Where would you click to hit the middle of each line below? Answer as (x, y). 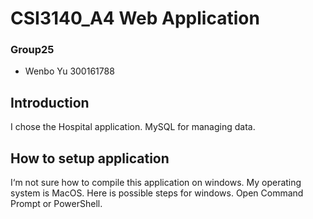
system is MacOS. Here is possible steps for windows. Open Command (157, 193)
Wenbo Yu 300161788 (69, 71)
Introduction (50, 102)
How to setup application (90, 158)
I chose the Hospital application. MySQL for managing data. (133, 127)
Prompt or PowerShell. (56, 204)
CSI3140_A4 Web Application (135, 18)
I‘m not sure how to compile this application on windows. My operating (156, 183)
